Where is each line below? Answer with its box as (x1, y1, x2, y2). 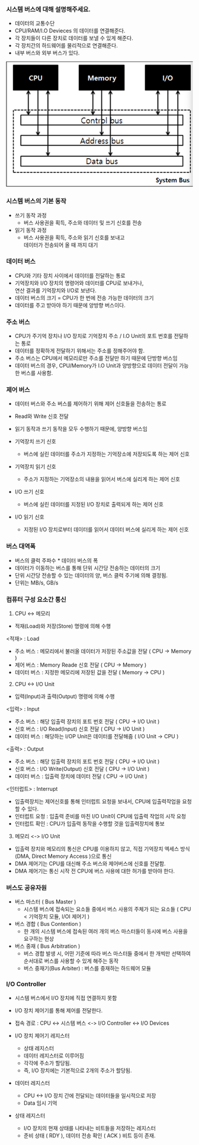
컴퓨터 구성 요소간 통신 (6, 595, 67, 603)
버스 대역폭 (6, 542, 36, 551)
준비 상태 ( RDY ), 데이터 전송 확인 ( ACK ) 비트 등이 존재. (23, 1132, 156, 1139)
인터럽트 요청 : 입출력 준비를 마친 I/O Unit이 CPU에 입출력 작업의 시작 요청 (14, 812, 187, 819)
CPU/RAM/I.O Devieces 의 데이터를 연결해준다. (14, 27, 126, 34)
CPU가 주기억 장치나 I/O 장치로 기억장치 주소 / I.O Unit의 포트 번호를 (14, 333, 173, 340)
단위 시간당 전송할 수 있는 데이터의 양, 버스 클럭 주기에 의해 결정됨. (14, 571, 168, 578)
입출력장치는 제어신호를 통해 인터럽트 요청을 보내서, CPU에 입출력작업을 (14, 797, 181, 805)
